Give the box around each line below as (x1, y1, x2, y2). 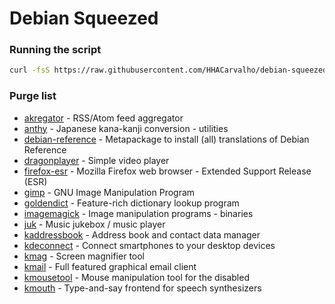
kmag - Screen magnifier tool (23, 250, 146, 262)
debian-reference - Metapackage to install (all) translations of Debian (23, 133, 310, 145)
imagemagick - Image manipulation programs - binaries (23, 207, 254, 219)
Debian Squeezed (9, 7, 159, 30)
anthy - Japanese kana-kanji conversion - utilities (23, 122, 229, 134)
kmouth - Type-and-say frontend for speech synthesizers (23, 282, 262, 294)
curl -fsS (9, 65, 51, 76)
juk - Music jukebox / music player (23, 218, 166, 230)
